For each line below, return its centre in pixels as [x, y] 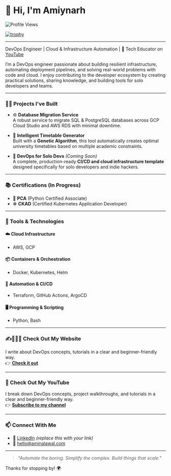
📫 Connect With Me [31, 425]
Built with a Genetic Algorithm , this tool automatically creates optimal [85, 141]
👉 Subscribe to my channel [36, 405]
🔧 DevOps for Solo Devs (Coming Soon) [55, 156]
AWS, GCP [24, 247]
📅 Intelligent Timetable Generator [49, 136]
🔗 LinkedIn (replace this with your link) [53, 438]
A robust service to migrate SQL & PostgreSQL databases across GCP [86, 120]
